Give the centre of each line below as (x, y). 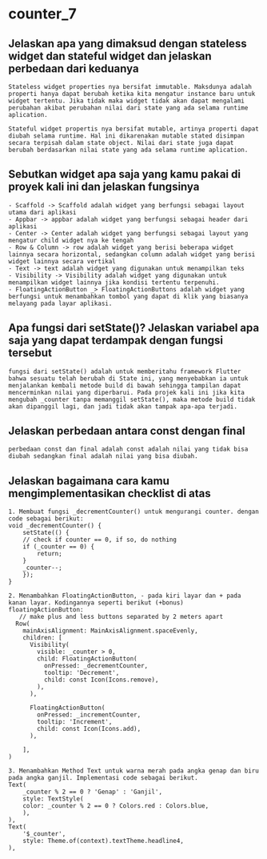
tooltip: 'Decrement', (82, 673)
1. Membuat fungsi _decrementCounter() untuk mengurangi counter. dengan (134, 512)
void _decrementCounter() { (55, 526)
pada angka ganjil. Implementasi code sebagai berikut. (103, 778)
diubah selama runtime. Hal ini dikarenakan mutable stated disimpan (127, 136)
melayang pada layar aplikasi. (60, 303)
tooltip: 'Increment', (75, 722)
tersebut (30, 353)
